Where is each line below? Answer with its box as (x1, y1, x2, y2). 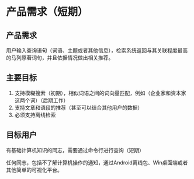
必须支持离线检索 (14, 111, 56, 118)
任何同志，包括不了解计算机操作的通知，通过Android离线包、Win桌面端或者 (6, 159, 188, 166)
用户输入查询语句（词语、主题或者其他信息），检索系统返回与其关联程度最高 (6, 47, 188, 54)
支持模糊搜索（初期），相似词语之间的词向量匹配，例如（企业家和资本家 (14, 89, 186, 96)
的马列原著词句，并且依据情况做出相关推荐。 (6, 54, 114, 61)
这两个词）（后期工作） (14, 97, 69, 104)
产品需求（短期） (6, 5, 89, 19)
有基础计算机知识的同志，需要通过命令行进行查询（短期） (6, 146, 144, 153)
